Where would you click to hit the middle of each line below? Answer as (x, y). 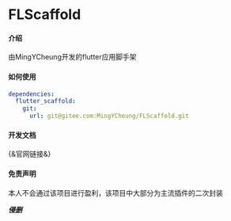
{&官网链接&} (30, 154)
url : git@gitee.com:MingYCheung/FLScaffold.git (109, 116)
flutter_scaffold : (46, 101)
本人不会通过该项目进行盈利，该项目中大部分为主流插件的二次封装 (116, 192)
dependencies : (32, 94)
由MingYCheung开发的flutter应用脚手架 (72, 57)
